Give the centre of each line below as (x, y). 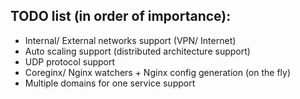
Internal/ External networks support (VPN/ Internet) (130, 40)
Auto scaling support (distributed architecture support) (137, 51)
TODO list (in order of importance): (121, 16)
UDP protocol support (70, 61)
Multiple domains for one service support (110, 83)
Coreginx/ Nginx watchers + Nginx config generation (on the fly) (158, 72)
